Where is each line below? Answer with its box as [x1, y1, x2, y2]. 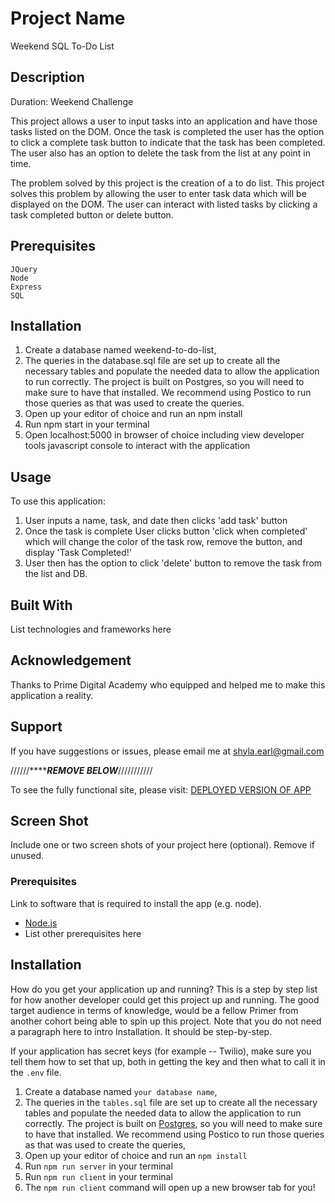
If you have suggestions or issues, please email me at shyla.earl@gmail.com [10, 745, 325, 757]
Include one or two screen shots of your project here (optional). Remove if [10, 839, 315, 851]
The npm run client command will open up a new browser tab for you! [24, 1181, 316, 1193]
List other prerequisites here [24, 927, 142, 939]
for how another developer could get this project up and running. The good [10, 993, 320, 1006]
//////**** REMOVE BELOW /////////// [10, 764, 153, 776]
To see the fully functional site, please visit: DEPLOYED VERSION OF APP [10, 783, 312, 796]
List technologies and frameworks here [10, 623, 172, 635]
